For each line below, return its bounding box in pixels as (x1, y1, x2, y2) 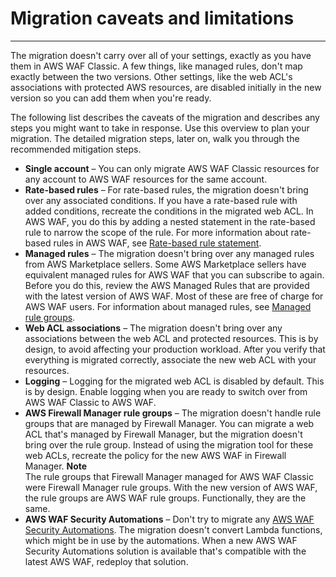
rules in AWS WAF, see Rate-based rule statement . (53, 237, 262, 249)
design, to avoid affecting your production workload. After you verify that (24, 343, 326, 355)
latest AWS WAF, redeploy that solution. (24, 555, 189, 567)
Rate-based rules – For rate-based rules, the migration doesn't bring (24, 183, 309, 196)
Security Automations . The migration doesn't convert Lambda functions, (24, 523, 323, 536)
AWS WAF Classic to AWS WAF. (24, 396, 157, 408)
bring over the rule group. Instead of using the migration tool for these (24, 438, 314, 451)
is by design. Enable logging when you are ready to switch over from (24, 385, 308, 397)
